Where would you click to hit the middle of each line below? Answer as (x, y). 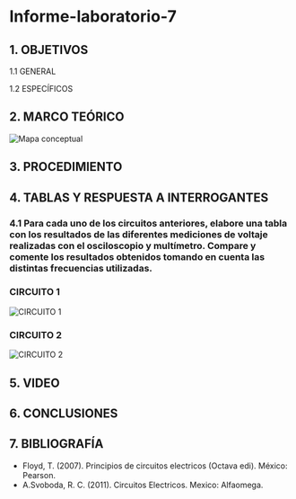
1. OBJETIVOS (49, 50)
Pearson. (39, 475)
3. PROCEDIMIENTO (66, 167)
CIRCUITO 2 (36, 334)
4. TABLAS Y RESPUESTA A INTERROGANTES (139, 197)
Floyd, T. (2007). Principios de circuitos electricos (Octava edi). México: (155, 466)
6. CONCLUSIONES (64, 413)
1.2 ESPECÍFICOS (41, 89)
